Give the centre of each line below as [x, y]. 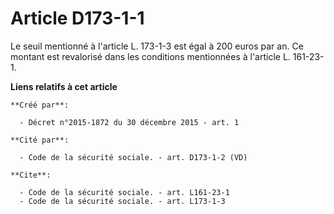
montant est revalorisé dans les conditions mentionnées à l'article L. [150, 56]
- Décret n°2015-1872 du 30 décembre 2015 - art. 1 [129, 122]
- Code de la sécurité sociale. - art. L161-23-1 [124, 192]
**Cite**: [31, 175]
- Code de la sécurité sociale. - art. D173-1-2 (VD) [133, 157]
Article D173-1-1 [77, 18]
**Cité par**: [40, 140]
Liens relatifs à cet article [64, 86]
